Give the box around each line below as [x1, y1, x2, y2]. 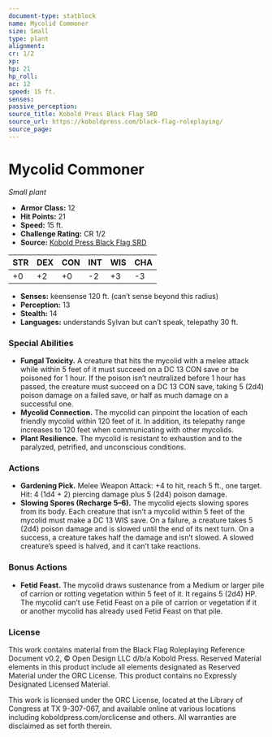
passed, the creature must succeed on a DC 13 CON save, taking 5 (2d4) [19, 381, 265, 391]
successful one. [19, 399, 75, 409]
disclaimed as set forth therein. [8, 721, 112, 730]
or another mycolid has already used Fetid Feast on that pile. [19, 606, 223, 616]
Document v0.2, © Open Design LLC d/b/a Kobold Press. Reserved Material [8, 653, 262, 663]
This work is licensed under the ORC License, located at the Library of [8, 695, 244, 704]
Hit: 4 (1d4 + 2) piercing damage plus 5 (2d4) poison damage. [19, 489, 227, 500]
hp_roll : [8, 72, 38, 80]
